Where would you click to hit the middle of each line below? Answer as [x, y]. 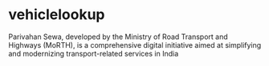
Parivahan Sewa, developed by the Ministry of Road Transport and [118, 37]
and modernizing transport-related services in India [94, 53]
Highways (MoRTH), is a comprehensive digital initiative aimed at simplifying [135, 45]
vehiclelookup [57, 15]
